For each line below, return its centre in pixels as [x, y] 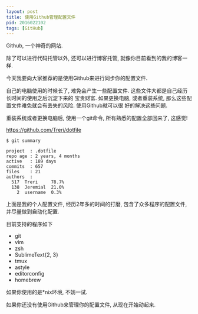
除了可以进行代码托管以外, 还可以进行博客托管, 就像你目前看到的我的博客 [94, 58]
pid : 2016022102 [26, 22]
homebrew [28, 280]
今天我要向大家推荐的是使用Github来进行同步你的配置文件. [77, 78]
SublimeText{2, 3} [37, 255]
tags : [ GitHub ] [25, 28]
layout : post [22, 12]
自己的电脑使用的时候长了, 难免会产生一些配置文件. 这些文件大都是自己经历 [97, 91]
